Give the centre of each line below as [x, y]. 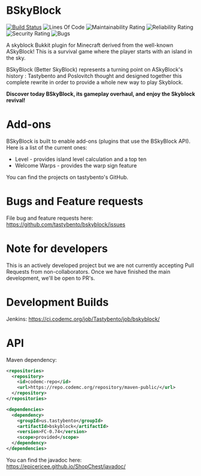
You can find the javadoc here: [44, 460]
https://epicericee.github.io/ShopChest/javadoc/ [66, 466]
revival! [16, 100]
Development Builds [58, 302]
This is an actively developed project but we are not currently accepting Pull [100, 265]
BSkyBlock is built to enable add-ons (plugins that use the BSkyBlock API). [98, 141]
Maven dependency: [31, 360]
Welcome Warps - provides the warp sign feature [76, 165]
